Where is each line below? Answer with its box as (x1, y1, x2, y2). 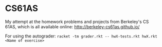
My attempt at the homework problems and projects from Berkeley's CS (5, 19, 149, 24)
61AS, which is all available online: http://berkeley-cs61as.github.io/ (5, 23, 140, 29)
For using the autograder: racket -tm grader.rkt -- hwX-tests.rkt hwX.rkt (5, 33, 158, 39)
